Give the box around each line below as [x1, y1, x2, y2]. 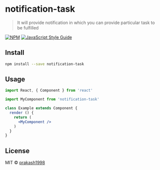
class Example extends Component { [5, 106, 78, 111]
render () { [9, 110, 34, 116]
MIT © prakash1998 [5, 160, 46, 166]
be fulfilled [17, 24, 39, 30]
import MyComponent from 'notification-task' [5, 97, 99, 102]
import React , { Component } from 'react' [5, 88, 93, 93]
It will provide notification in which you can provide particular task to [17, 20, 155, 25]
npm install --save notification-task [5, 61, 84, 67]
